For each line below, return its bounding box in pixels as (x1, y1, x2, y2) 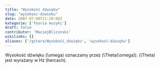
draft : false (5, 25, 32, 30)
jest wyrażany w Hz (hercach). (5, 57, 67, 63)
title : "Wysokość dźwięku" (5, 7, 60, 12)
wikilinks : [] (5, 34, 34, 39)
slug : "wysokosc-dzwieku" (5, 12, 58, 17)
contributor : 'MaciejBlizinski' (5, 30, 71, 34)
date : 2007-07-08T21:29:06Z (5, 16, 63, 21)
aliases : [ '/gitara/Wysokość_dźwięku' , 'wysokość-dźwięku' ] (5, 39, 131, 44)
